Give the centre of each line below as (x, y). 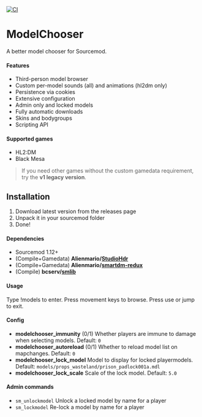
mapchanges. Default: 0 (45, 353)
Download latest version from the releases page (76, 211)
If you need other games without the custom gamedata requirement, (107, 171)
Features (18, 65)
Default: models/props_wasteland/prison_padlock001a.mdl (88, 366)
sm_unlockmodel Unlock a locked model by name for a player (91, 400)
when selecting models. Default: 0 (58, 340)
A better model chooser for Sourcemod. (57, 51)
